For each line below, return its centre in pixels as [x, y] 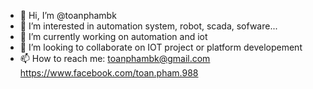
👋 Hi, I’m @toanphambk [68, 15]
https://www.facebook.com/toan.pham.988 [109, 73]
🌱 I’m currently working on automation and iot [113, 36]
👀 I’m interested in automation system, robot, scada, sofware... [148, 26]
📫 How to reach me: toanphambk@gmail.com [115, 58]
